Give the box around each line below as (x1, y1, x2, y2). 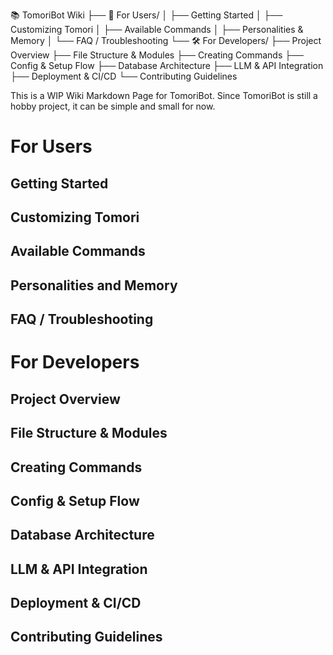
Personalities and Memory (10, 277, 178, 294)
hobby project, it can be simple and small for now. (10, 100, 216, 112)
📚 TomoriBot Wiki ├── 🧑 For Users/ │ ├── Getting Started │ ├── (10, 9, 283, 21)
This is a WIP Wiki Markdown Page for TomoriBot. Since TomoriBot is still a (10, 90, 318, 101)
